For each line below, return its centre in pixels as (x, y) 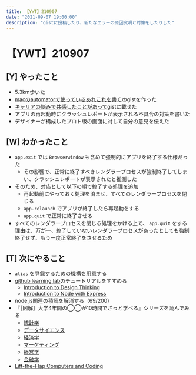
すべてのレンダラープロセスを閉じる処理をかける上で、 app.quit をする (101, 223)
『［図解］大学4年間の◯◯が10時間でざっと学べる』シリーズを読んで (99, 308)
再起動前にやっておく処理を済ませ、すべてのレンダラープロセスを (103, 194)
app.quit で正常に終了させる (58, 216)
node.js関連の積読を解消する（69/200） (64, 301)
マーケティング (41, 345)
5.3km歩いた (30, 92)
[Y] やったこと (32, 77)
